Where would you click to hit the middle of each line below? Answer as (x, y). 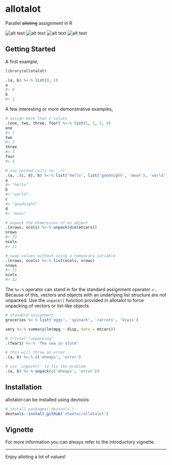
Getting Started (30, 49)
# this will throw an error (35, 352)
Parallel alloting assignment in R (39, 23)
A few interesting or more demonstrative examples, (59, 109)
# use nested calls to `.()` (36, 170)
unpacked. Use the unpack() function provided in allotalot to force (75, 300)
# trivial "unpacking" (29, 338)
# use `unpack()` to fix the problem (46, 367)
